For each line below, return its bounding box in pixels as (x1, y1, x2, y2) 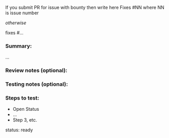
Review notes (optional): (5, 67, 68, 74)
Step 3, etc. (12, 117, 37, 123)
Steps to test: (5, 94, 39, 102)
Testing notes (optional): (5, 81, 68, 88)
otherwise (5, 20, 27, 26)
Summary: (5, 42, 32, 49)
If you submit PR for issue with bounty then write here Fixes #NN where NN (5, 5, 165, 10)
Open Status (12, 106, 39, 112)
